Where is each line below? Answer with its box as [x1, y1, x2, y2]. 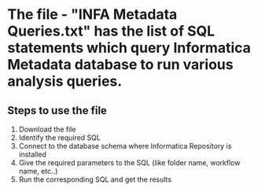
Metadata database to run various [7, 56, 234, 74]
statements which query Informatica [7, 39, 251, 57]
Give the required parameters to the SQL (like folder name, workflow [18, 158, 241, 167]
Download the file [18, 124, 76, 134]
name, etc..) [18, 167, 58, 175]
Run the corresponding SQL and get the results [18, 175, 172, 184]
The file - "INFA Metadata [7, 6, 178, 24]
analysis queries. [7, 72, 123, 90]
